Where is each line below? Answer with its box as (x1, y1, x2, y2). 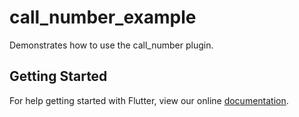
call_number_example (9, 6, 197, 29)
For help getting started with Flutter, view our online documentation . (9, 94, 289, 106)
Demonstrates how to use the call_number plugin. (9, 39, 214, 51)
